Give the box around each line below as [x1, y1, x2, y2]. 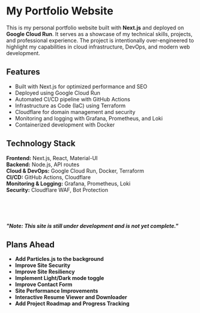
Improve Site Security [14, 262, 71, 269]
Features [6, 67, 40, 77]
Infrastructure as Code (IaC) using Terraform [14, 102, 126, 109]
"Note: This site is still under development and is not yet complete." [6, 222, 179, 229]
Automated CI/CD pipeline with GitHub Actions [14, 95, 130, 103]
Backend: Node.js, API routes [6, 161, 80, 168]
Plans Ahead [6, 239, 55, 249]
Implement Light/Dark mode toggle [14, 275, 105, 282]
